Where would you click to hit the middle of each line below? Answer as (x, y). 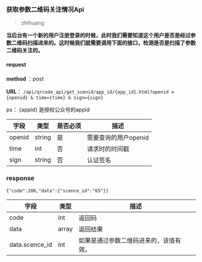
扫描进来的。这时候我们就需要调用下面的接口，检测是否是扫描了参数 (111, 43)
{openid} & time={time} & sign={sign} (55, 97)
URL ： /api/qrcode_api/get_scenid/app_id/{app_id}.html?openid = (90, 91)
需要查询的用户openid (118, 138)
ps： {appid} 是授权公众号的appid (48, 109)
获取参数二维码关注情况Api (45, 9)
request (16, 64)
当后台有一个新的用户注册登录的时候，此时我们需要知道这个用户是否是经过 (98, 35)
